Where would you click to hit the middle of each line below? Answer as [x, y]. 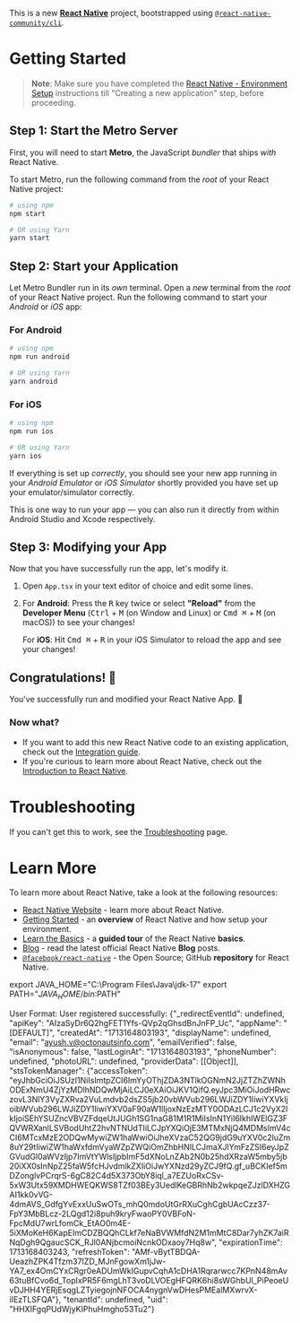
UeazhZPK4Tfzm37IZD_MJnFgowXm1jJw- [88, 1262]
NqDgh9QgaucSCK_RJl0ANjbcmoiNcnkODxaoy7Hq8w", [113, 1242]
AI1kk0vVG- [31, 1195]
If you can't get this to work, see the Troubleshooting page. [119, 831]
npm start [28, 213]
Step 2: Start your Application [94, 266]
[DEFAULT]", [32, 1033]
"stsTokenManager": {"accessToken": [78, 1071]
